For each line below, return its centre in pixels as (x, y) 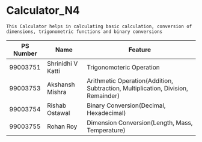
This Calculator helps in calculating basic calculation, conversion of (99, 26)
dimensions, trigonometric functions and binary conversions (84, 31)
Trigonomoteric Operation (124, 67)
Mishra (57, 92)
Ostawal (59, 113)
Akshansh (61, 84)
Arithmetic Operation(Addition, (130, 80)
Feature (140, 50)
